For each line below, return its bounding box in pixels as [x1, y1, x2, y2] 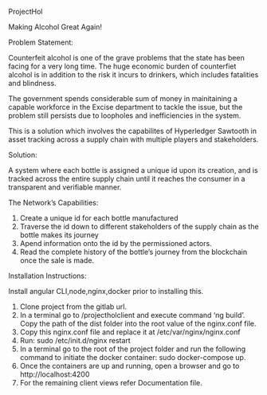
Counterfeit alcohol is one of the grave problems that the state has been [8, 53, 245, 62]
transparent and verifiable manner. [8, 182, 122, 192]
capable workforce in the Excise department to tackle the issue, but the [8, 103, 243, 111]
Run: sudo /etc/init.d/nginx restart [19, 336, 132, 345]
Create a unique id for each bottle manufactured [19, 213, 179, 222]
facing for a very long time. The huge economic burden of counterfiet [8, 61, 237, 71]
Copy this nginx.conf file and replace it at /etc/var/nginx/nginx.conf [19, 327, 241, 337]
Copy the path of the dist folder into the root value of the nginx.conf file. [19, 319, 257, 328]
